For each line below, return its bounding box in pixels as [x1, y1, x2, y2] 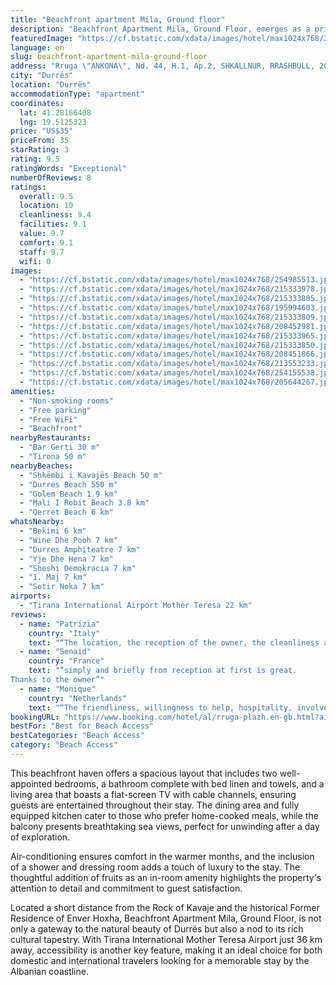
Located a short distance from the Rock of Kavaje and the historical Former [10, 901, 320, 913]
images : [10, 266, 43, 276]
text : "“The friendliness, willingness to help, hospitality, [28, 702, 293, 713]
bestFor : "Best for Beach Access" [10, 721, 155, 731]
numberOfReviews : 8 [10, 172, 92, 183]
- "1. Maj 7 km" [19, 572, 87, 583]
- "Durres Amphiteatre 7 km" [19, 544, 141, 555]
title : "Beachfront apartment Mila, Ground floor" [10, 14, 226, 25]
